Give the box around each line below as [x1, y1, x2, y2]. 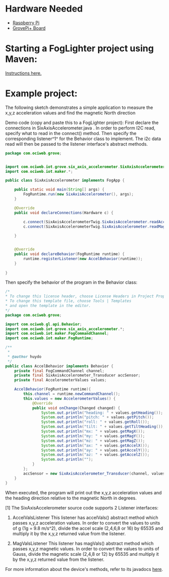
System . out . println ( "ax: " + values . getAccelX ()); [41, 443, 150, 448]
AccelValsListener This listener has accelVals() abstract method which [12, 515, 158, 521]
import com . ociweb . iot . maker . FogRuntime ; [5, 336, 94, 341]
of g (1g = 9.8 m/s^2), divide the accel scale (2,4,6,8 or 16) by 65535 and [12, 525, 163, 531]
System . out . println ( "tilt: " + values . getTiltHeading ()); [41, 424, 165, 429]
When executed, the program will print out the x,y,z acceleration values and [5, 489, 162, 495]
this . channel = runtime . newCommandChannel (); [23, 392, 121, 397]
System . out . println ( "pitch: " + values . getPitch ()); [41, 415, 154, 420]
